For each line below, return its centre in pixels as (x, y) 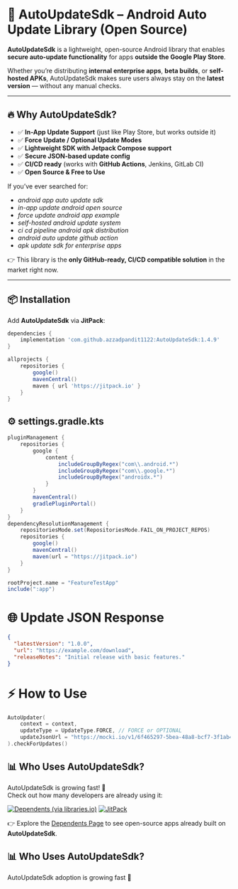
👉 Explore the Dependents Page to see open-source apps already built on (117, 823)
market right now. (33, 270)
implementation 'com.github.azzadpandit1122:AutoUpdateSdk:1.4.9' (120, 340)
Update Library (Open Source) (97, 30)
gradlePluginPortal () (65, 504)
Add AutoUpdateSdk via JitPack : (56, 320)
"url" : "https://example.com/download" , (74, 650)
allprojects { (28, 360)
